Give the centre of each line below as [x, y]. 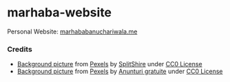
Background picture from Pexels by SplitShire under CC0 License [109, 64]
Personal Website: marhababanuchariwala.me [72, 31]
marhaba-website [60, 13]
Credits [20, 49]
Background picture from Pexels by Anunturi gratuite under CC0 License [120, 71]
